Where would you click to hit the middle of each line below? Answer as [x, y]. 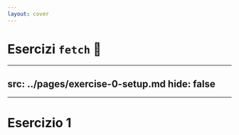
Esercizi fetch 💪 [54, 49]
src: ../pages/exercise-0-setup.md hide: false [111, 83]
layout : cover [28, 14]
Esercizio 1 [39, 123]
